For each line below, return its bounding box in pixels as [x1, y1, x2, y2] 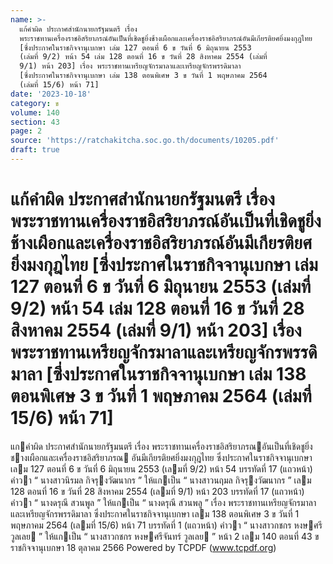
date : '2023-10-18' [10, 89, 92, 99]
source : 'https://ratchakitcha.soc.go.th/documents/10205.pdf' [10, 136, 280, 146]
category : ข [10, 98, 60, 108]
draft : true [10, 145, 60, 155]
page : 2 [10, 126, 43, 136]
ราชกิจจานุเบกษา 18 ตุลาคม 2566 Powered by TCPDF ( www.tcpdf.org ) [10, 541, 277, 553]
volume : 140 [10, 107, 60, 118]
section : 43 [10, 117, 60, 127]
